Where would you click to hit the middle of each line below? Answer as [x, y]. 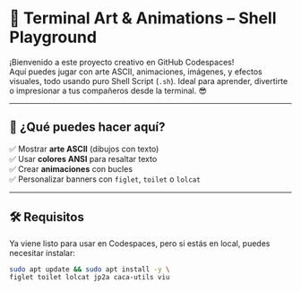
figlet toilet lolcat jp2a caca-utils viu [90, 278]
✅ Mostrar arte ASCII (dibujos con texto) [84, 149]
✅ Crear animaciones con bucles [71, 168]
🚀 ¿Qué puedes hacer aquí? [87, 128]
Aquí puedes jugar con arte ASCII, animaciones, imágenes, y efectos [136, 72]
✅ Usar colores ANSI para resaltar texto [83, 158]
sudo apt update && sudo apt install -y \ [90, 269]
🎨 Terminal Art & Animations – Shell [143, 18]
